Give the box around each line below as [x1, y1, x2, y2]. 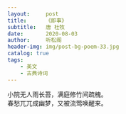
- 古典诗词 [20, 69, 48, 76]
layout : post [7, 10, 59, 18]
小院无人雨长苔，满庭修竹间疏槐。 [7, 90, 107, 98]
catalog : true [7, 50, 50, 57]
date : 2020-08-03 [7, 30, 78, 38]
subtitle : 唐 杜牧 [7, 23, 65, 30]
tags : [7, 57, 23, 64]
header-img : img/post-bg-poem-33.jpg [7, 43, 120, 50]
